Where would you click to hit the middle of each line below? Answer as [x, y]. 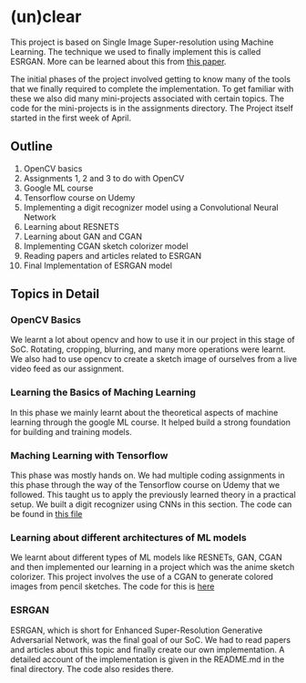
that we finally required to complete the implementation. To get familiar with [152, 88]
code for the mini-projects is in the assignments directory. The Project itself [152, 108]
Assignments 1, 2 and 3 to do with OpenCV [104, 178]
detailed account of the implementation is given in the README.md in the [148, 659]
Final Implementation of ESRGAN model [97, 265]
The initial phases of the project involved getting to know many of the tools [150, 78]
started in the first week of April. [71, 118]
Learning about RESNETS [71, 226]
